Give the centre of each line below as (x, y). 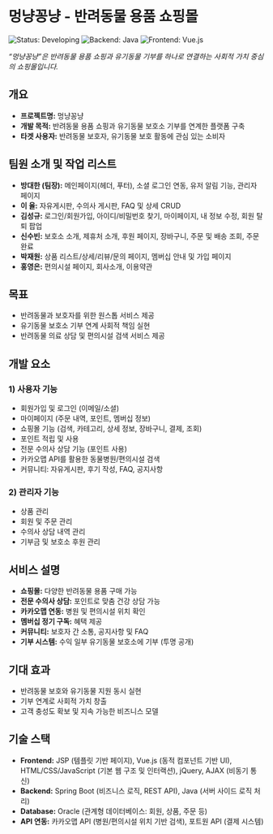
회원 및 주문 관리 (46, 521)
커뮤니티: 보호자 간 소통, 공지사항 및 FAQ (84, 632)
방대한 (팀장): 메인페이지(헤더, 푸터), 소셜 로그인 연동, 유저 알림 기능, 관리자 (139, 185)
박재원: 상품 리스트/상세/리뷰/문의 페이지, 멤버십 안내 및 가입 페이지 (126, 256)
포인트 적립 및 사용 (49, 439)
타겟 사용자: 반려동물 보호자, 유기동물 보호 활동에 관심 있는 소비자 (122, 136)
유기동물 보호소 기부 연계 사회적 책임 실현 (85, 326)
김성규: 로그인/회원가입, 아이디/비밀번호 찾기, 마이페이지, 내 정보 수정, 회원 (137, 215)
